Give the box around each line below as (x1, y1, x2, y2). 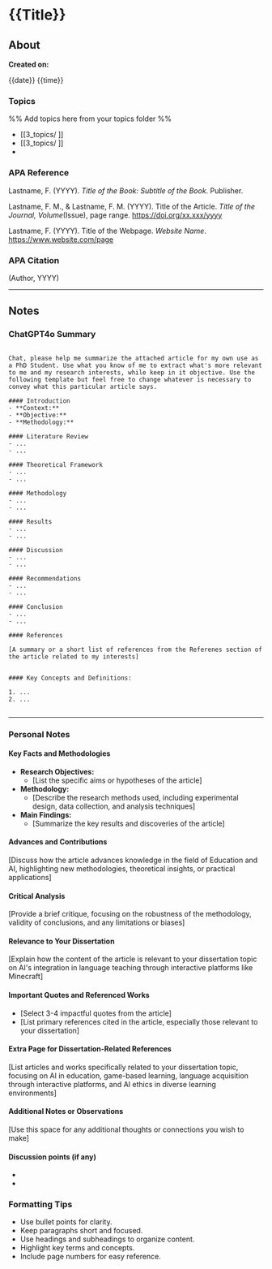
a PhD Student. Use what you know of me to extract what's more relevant (8, 361, 263, 369)
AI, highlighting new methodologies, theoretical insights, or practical (8, 863, 236, 874)
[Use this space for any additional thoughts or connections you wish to (8, 1124, 244, 1134)
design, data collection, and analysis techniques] (32, 801, 196, 811)
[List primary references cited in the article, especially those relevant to (19, 1016, 258, 1026)
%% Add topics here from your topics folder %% (8, 114, 172, 123)
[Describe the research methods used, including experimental (32, 792, 239, 802)
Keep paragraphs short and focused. (19, 1226, 143, 1236)
